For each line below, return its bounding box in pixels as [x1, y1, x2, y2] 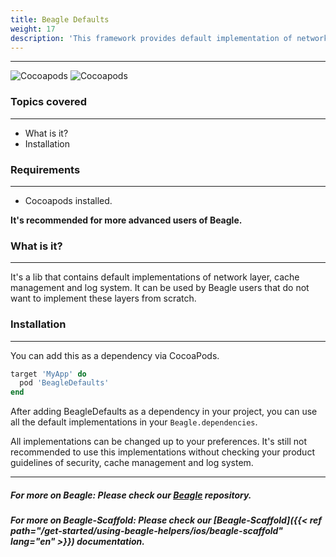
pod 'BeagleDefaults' [19, 378, 110, 388]
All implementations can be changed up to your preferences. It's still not [10, 436, 308, 448]
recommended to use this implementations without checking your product [10, 446, 315, 458]
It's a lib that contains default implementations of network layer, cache [10, 271, 300, 283]
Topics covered [10, 95, 88, 109]
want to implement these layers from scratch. [10, 292, 197, 305]
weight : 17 [10, 24, 56, 34]
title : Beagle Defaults [10, 14, 110, 25]
